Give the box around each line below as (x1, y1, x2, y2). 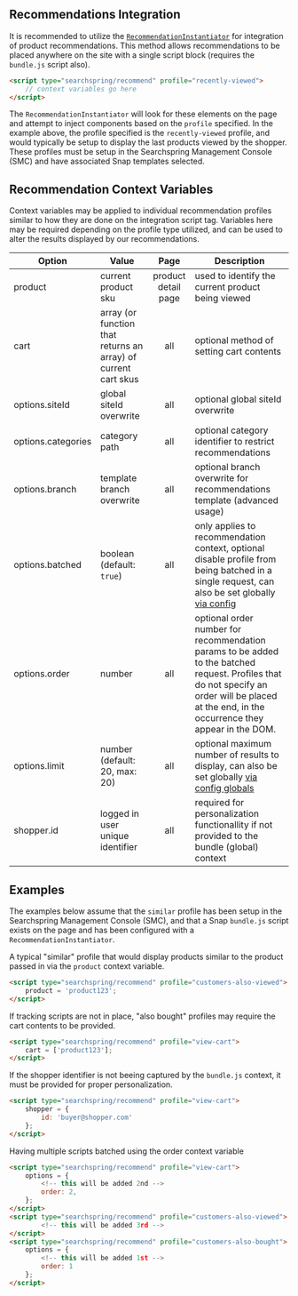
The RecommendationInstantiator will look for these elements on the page (9, 108, 278, 119)
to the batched (194, 657, 255, 669)
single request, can (194, 575, 275, 588)
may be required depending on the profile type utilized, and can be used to (9, 224, 284, 235)
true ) (100, 570, 122, 582)
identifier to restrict (194, 436, 275, 448)
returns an (100, 340, 144, 352)
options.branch (13, 484, 77, 496)
